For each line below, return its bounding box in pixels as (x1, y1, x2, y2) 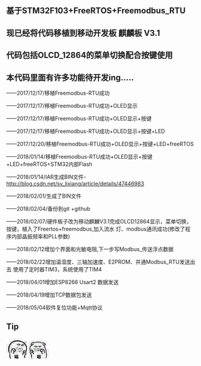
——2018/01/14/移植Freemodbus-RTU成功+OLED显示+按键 (6, 153, 153, 160)
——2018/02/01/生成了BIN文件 (6, 192, 82, 199)
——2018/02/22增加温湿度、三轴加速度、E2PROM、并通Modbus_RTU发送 (6, 258, 190, 265)
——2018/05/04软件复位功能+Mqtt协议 (6, 304, 103, 311)
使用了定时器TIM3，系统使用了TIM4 (13, 265, 102, 273)
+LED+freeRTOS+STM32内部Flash (6, 161, 93, 168)
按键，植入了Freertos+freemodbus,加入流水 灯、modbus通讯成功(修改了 (6, 225, 185, 232)
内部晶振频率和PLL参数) (11, 232, 70, 240)
